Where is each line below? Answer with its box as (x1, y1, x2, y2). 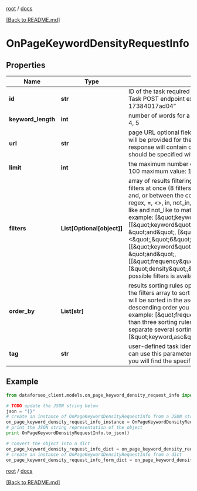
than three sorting (128, 318, 178, 326)
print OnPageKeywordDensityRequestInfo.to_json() (6, 430, 130, 436)
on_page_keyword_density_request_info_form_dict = (6, 457, 133, 463)
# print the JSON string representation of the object (6, 425, 143, 431)
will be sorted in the (128, 296, 183, 304)
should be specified (128, 151, 183, 158)
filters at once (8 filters (128, 184, 192, 192)
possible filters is (128, 272, 175, 280)
